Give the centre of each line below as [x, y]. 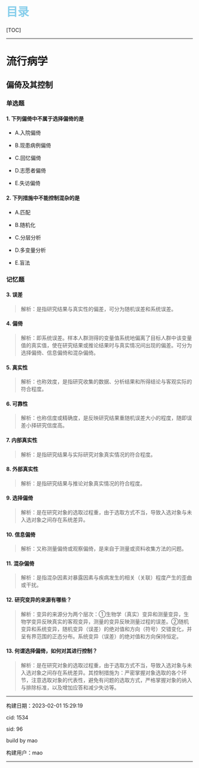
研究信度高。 [52, 425]
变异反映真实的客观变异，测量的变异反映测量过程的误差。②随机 [110, 621]
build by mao [22, 740]
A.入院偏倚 [28, 133]
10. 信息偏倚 [21, 535]
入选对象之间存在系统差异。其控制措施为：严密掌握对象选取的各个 [101, 673]
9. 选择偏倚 [20, 498]
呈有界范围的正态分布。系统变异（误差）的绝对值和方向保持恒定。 [101, 636]
